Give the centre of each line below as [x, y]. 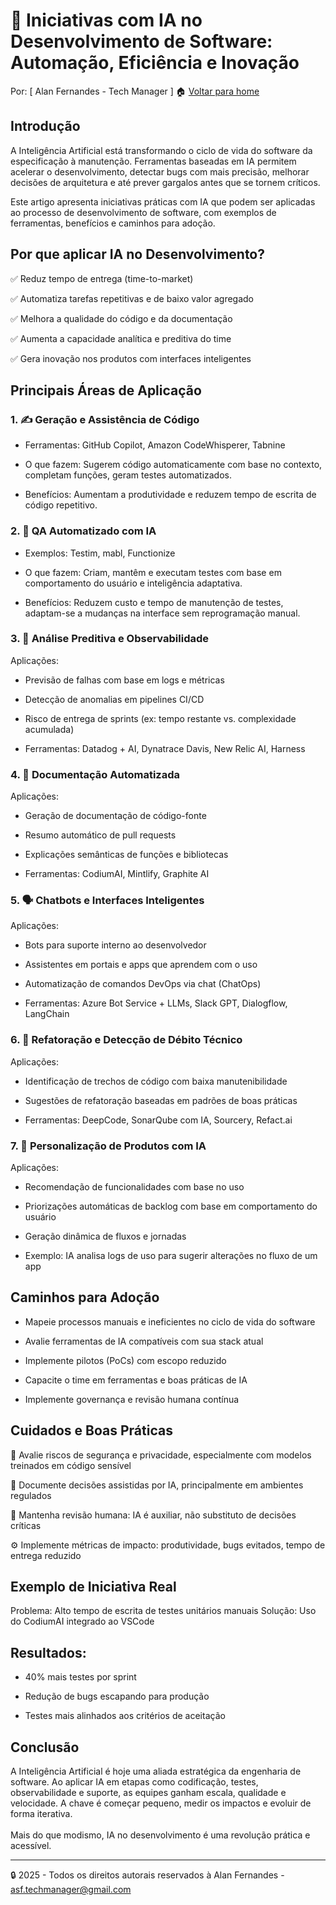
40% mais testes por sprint [80, 1677]
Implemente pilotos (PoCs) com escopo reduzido [125, 1360]
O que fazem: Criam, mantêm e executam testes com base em [153, 572]
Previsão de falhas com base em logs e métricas [124, 680]
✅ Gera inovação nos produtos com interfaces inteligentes [131, 358]
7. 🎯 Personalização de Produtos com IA [108, 1146]
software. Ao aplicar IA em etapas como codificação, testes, [134, 1782]
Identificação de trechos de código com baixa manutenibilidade [156, 1081]
